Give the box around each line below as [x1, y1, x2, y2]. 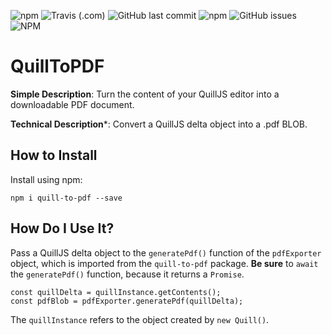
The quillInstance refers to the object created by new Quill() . [10, 313, 270, 325]
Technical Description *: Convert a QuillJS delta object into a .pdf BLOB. [10, 118, 308, 130]
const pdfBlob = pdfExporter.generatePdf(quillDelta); [10, 296, 244, 306]
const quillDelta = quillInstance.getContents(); [10, 287, 222, 297]
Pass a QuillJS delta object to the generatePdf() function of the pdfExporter [10, 246, 322, 259]
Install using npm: [10, 173, 83, 185]
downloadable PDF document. [10, 98, 135, 110]
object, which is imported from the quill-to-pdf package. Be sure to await [10, 257, 319, 269]
